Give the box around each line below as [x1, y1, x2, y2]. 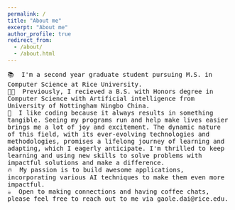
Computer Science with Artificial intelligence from [7, 94, 195, 103]
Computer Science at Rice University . [7, 80, 143, 88]
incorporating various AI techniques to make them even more [7, 173, 225, 182]
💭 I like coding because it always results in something [7, 108, 214, 117]
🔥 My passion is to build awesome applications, [7, 165, 185, 174]
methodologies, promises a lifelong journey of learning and [7, 137, 225, 145]
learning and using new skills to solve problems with [7, 151, 202, 159]
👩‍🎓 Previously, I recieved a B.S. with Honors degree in [7, 87, 214, 95]
